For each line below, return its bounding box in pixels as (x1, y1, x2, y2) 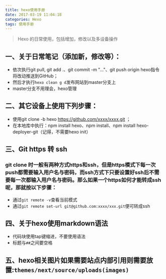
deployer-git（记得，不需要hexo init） (12, 128, 91, 134)
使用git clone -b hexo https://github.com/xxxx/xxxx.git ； (12, 116, 131, 122)
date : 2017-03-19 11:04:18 (5, 12, 62, 17)
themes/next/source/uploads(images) (14, 266, 129, 273)
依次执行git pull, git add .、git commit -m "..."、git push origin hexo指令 (12, 67, 160, 73)
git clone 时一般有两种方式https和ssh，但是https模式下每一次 (5, 161, 156, 168)
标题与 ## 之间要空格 (12, 240, 53, 246)
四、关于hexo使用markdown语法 (5, 219, 108, 227)
